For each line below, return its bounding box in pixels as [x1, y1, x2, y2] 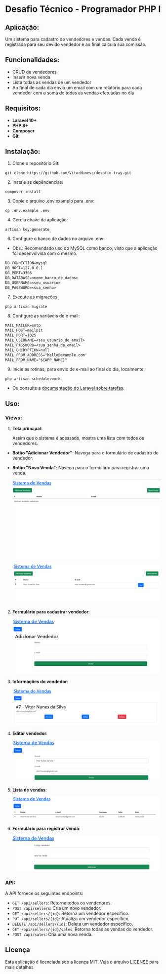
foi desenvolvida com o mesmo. [12, 250, 78, 256]
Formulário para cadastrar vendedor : [12, 609, 90, 614]
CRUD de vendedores [12, 69, 57, 75]
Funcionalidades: [5, 56, 60, 64]
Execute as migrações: [12, 294, 59, 300]
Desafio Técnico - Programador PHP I [5, 3, 161, 15]
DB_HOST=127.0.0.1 [5, 266, 43, 271]
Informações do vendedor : [12, 679, 68, 685]
